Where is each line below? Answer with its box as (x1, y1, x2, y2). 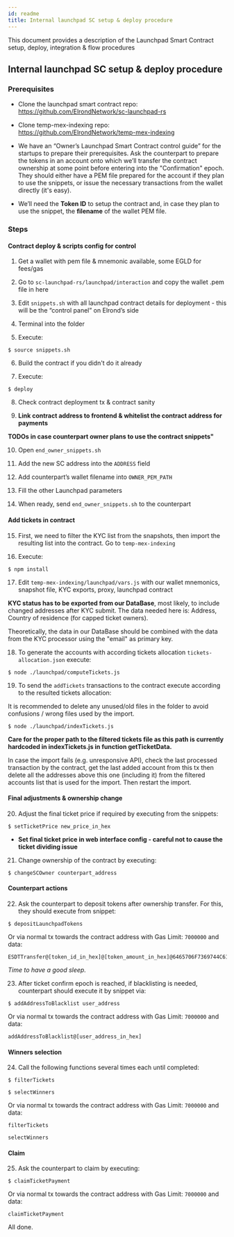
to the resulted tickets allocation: (17, 688, 112, 697)
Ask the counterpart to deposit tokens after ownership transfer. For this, (17, 899, 224, 908)
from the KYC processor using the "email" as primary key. (8, 634, 174, 643)
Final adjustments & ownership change (8, 794, 123, 803)
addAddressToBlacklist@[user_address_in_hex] (8, 1033, 142, 1040)
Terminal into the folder (17, 320, 85, 328)
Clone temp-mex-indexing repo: (17, 121, 110, 129)
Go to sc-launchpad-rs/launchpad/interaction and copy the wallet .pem (17, 278, 225, 286)
